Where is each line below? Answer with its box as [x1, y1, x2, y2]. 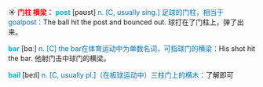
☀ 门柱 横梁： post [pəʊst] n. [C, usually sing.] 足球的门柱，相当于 [8, 8, 224, 16]
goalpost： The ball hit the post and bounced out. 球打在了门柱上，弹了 [8, 17, 238, 27]
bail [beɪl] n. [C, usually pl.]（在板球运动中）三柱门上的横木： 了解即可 [8, 71, 234, 79]
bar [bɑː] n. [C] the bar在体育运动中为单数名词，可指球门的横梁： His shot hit [8, 44, 256, 53]
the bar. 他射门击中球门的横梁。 [8, 54, 111, 63]
